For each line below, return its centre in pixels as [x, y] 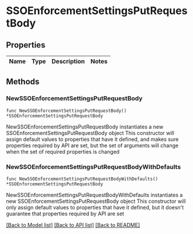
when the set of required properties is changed [63, 151]
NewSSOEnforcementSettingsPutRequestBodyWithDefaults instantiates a [94, 195]
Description [68, 61]
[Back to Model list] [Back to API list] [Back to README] [73, 225]
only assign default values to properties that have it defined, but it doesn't [95, 207]
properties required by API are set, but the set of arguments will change [92, 145]
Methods [23, 82]
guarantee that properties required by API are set [65, 213]
